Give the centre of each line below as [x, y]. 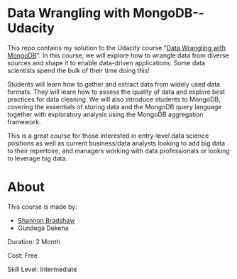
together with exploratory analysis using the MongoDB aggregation [105, 114]
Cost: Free [22, 255]
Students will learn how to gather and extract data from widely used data [114, 84]
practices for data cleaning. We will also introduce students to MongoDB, [114, 99]
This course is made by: [43, 207]
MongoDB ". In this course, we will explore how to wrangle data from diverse [118, 55]
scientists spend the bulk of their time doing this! [79, 70]
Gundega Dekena [43, 228]
